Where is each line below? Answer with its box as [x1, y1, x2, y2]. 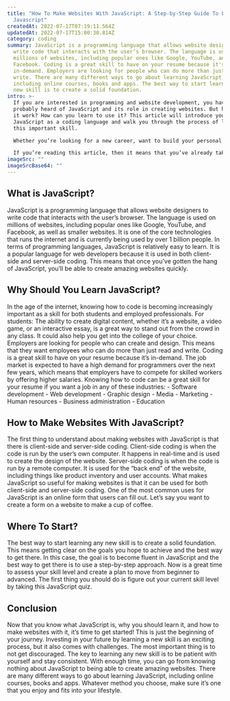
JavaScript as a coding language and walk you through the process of [13, 118, 219, 126]
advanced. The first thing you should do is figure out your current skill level [7, 575, 219, 584]
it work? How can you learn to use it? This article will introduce [13, 112, 213, 119]
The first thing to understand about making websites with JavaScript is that [7, 435, 219, 443]
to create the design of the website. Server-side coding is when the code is [7, 457, 220, 465]
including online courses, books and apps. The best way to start [13, 80, 207, 87]
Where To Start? [7, 521, 79, 532]
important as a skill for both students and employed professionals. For [7, 309, 204, 318]
